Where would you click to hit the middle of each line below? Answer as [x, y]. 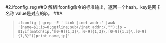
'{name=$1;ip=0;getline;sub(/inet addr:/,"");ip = [72, 27]
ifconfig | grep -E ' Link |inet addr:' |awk [66, 23]
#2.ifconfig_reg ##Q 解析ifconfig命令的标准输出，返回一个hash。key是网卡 [83, 7]
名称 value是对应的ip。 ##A [34, 13]
